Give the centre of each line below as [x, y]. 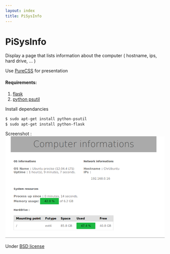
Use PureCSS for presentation [37, 71]
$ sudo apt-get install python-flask [45, 124]
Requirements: [21, 82]
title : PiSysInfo [24, 16]
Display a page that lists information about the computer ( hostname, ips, [81, 56]
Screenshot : [18, 134]
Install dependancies [27, 109]
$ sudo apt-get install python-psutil [46, 119]
